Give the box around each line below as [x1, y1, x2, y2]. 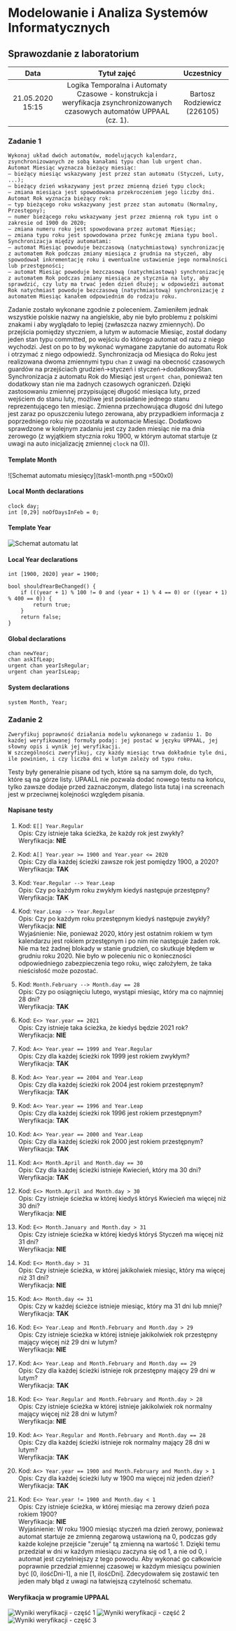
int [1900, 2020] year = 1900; [8, 571, 99, 578]
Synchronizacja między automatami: [8, 238, 112, 245]
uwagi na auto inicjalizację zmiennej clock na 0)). [8, 439, 150, 448]
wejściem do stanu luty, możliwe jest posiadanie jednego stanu [8, 394, 190, 404]
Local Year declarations [8, 555, 78, 563]
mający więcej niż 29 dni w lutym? [18, 1338, 118, 1347]
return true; [33, 601, 71, 609]
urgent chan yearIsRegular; [8, 662, 90, 670]
